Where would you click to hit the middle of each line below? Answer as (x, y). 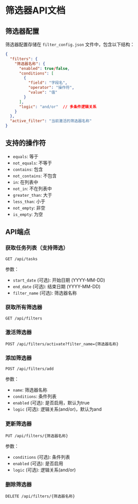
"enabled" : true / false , (44, 68)
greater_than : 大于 (32, 195)
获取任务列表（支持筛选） (37, 248)
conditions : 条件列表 (35, 397)
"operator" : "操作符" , (51, 88)
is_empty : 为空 (28, 214)
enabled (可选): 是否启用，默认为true (51, 403)
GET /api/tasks (22, 259)
